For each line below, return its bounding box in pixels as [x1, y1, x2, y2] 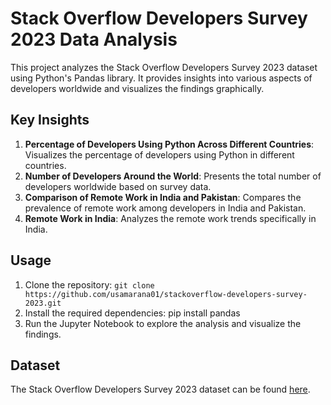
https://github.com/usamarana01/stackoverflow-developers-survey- [24, 289, 308, 299]
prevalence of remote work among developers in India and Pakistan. [24, 202, 307, 214]
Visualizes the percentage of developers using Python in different [24, 148, 295, 161]
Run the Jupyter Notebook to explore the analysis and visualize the [24, 317, 302, 329]
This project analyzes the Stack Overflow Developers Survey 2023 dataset [10, 61, 318, 73]
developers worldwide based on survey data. [24, 180, 212, 192]
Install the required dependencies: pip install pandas [24, 307, 241, 319]
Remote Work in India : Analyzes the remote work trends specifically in [24, 212, 317, 224]
